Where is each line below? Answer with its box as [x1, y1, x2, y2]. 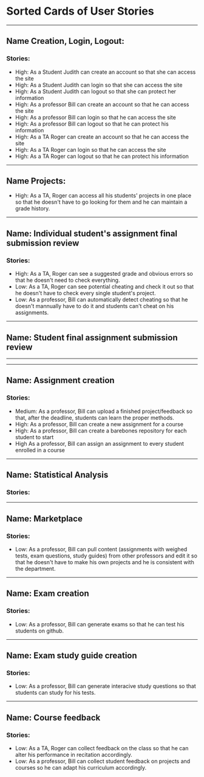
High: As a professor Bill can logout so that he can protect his [15, 120, 169, 127]
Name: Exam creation [6, 589, 89, 599]
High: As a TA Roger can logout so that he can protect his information [15, 152, 189, 160]
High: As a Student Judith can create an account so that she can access [15, 68, 196, 76]
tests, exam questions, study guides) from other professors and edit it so [15, 552, 197, 559]
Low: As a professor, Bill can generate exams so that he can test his [15, 620, 185, 628]
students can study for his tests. [15, 689, 96, 696]
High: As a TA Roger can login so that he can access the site [15, 146, 166, 153]
